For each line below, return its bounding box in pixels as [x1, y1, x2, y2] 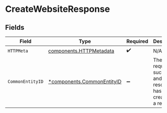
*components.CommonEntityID [48, 78, 122, 85]
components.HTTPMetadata [48, 47, 114, 54]
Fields [5, 23, 25, 32]
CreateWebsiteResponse [5, 3, 110, 15]
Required [126, 38, 149, 45]
